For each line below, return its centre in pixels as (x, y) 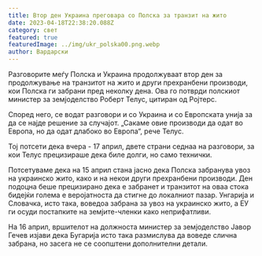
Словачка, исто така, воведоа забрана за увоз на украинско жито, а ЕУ (129, 203)
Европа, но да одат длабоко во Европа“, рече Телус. (96, 131)
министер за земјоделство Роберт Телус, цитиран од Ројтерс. (113, 99)
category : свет (33, 30)
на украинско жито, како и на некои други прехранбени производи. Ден (131, 178)
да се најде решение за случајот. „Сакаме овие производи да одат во (126, 123)
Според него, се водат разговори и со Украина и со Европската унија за (131, 114)
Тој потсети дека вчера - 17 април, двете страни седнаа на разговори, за (131, 146)
